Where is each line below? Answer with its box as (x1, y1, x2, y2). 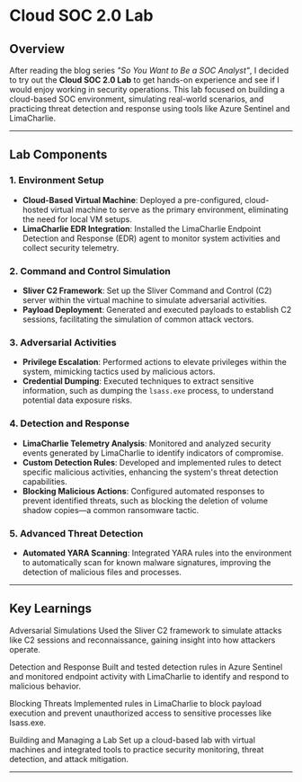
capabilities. (22, 475, 67, 486)
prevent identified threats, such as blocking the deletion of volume (22, 495, 269, 506)
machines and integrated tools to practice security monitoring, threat (9, 743, 264, 755)
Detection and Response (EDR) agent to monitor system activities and (22, 233, 280, 244)
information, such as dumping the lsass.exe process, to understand (22, 386, 274, 396)
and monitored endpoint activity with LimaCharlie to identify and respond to (9, 671, 289, 681)
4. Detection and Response (9, 417, 130, 430)
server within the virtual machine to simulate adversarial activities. (22, 294, 268, 306)
